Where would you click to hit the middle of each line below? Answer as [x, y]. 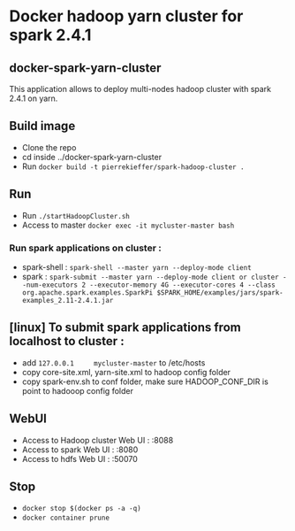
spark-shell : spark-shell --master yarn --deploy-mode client [136, 266]
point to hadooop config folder [78, 390]
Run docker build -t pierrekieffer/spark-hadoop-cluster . [133, 166]
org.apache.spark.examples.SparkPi [87, 292]
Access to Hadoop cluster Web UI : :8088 [98, 440]
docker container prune [66, 518]
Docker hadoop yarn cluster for [126, 16]
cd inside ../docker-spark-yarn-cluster [91, 157]
